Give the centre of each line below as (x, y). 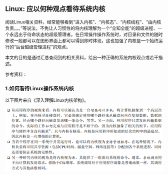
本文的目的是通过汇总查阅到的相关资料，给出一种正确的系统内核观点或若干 (82, 57)
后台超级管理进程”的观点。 (43, 47)
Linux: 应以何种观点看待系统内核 (55, 9)
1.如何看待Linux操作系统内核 (39, 88)
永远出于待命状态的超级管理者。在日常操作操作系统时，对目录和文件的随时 (86, 34)
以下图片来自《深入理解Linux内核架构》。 (47, 100)
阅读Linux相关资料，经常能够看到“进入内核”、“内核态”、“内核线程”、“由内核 (83, 22)
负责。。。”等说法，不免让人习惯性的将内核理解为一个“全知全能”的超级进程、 (81, 28)
